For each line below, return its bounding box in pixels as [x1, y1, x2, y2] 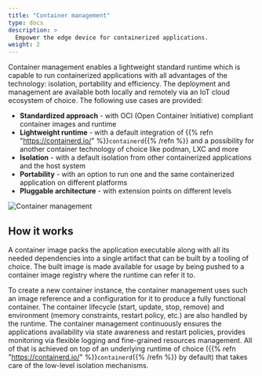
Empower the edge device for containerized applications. [15, 33, 209, 42]
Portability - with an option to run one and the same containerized [19, 170, 235, 179]
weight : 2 [8, 41, 41, 49]
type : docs [8, 19, 44, 27]
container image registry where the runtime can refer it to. [8, 270, 196, 279]
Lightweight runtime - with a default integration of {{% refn [19, 127, 213, 138]
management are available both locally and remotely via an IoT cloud [8, 87, 230, 97]
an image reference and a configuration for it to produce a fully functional [8, 293, 246, 303]
